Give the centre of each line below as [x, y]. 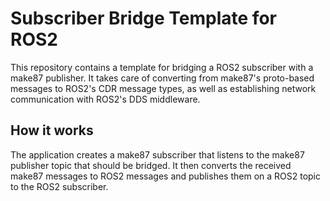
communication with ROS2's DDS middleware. [105, 99]
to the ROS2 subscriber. [59, 186]
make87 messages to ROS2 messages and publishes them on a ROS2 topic [166, 176]
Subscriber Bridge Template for [143, 18]
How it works [52, 130]
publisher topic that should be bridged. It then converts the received [151, 165]
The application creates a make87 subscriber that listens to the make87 [157, 154]
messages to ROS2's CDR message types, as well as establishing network [163, 88]
